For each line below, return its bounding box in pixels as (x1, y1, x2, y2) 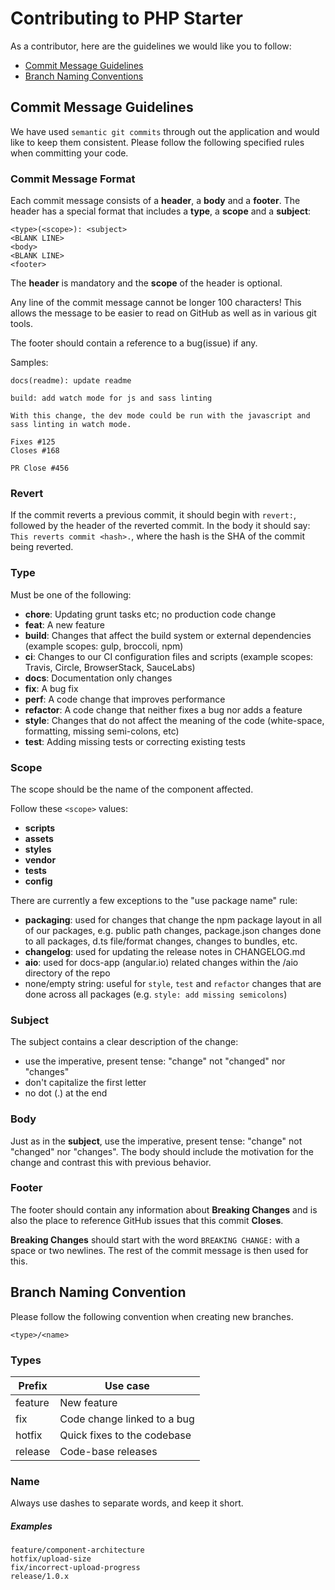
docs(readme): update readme (10, 376, 132, 386)
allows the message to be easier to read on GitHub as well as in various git (10, 307, 317, 319)
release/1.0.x (10, 1572, 70, 1582)
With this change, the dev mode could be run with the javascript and (10, 411, 311, 421)
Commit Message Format (10, 172, 136, 186)
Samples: (10, 357, 49, 369)
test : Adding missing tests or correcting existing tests (24, 735, 246, 747)
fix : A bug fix (24, 682, 79, 694)
